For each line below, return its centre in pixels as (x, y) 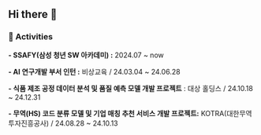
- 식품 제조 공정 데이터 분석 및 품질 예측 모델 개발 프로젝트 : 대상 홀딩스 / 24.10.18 (131, 88)
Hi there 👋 (33, 15)
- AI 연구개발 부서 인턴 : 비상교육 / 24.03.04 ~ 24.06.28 (94, 71)
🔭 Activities (31, 37)
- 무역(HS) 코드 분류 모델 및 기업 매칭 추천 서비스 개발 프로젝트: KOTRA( (117, 113)
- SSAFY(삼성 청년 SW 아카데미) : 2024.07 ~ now (86, 55)
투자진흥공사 (28, 123)
